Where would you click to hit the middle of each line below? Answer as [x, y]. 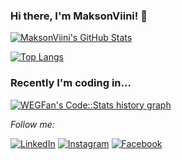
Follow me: [32, 124]
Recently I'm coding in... [71, 83]
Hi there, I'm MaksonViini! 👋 [79, 16]
